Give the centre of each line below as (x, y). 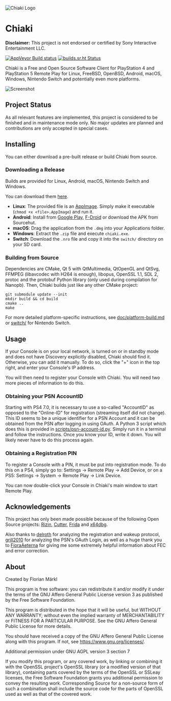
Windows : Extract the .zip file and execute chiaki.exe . (71, 233)
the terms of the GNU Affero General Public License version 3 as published (84, 594)
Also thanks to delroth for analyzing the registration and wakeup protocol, (83, 535)
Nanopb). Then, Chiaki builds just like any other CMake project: (72, 285)
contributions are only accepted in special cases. (57, 128)
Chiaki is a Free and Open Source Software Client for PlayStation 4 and (80, 68)
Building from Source (32, 258)
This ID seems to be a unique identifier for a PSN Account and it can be (80, 418)
